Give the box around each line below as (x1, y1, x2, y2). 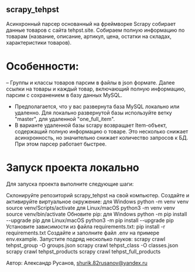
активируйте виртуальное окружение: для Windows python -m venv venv (6, 198, 189, 205)
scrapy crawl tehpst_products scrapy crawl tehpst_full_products (6, 248, 161, 255)
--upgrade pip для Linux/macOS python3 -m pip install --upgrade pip (6, 217, 174, 224)
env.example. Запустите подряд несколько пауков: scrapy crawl (6, 235, 166, 243)
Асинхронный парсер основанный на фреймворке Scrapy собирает (6, 20, 176, 27)
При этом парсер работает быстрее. (14, 140, 107, 147)
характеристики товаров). (6, 39, 72, 46)
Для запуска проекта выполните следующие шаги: (6, 180, 134, 187)
